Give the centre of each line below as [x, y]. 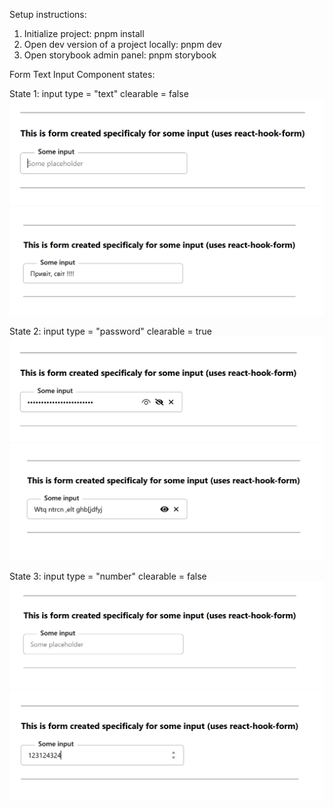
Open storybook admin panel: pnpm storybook [120, 55]
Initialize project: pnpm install [84, 33]
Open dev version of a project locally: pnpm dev [122, 44]
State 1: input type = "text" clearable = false [99, 93]
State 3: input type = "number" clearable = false [108, 576]
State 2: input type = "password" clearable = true [110, 331]
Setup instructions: [48, 14]
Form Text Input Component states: [82, 74]
